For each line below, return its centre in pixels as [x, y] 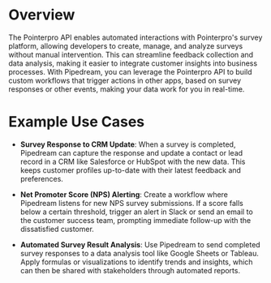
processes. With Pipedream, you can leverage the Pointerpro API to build [130, 71]
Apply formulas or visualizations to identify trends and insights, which [136, 262]
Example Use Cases [77, 122]
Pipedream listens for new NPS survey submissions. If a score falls [131, 203]
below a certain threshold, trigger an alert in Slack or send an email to [136, 212]
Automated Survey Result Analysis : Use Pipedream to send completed [140, 244]
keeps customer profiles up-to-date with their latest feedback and [131, 170]
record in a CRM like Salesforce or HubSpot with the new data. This [133, 161]
